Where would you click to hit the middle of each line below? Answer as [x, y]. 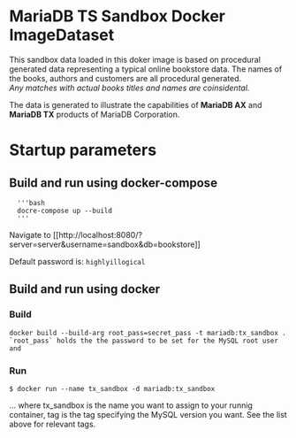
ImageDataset [62, 35]
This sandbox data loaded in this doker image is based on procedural [135, 59]
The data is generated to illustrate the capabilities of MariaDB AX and [136, 104]
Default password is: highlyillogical [77, 261]
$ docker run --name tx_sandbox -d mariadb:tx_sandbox [112, 388]
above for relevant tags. [53, 424]
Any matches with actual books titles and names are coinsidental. [129, 88]
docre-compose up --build [65, 211]
